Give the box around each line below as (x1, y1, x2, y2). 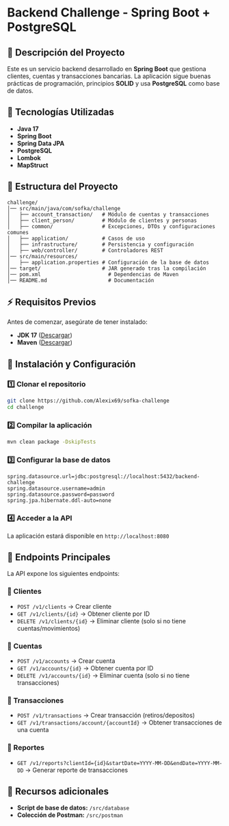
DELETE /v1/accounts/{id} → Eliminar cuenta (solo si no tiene (16, 671, 190, 679)
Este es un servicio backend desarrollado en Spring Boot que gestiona (7, 65, 206, 73)
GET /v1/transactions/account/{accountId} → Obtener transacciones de (16, 718, 222, 727)
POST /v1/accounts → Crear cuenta (16, 657, 116, 665)
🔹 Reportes (7, 743, 44, 753)
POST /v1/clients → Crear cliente (16, 602, 112, 610)
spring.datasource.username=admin (7, 485, 106, 492)
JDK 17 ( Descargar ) (16, 331, 73, 340)
